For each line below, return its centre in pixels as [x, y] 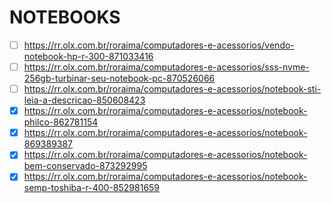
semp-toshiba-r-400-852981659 [92, 188]
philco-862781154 [61, 122]
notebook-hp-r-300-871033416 [88, 56]
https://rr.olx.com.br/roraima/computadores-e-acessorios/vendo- [159, 45]
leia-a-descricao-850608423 [84, 100]
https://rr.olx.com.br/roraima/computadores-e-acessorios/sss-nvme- [166, 67]
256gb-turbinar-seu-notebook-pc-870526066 [119, 78]
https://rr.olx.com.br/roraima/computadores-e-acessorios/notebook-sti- [172, 89]
